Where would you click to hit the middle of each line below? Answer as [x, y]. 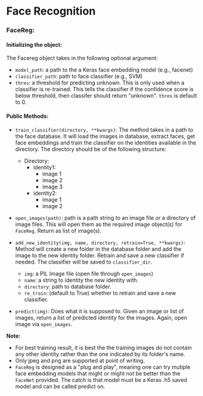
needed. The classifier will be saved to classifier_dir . [84, 262]
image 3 [52, 186]
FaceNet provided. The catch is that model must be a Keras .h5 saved [101, 380]
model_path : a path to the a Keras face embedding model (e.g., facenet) [104, 70]
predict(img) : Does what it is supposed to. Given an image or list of [99, 311]
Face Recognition [51, 11]
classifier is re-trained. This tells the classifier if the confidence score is [104, 89]
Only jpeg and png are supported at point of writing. [80, 360]
